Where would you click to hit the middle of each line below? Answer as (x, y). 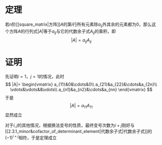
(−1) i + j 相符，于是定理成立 (31, 137)
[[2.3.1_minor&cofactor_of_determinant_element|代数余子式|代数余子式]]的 (79, 131)
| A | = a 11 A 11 (81, 106)
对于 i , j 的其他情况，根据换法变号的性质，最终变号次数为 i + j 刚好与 (70, 125)
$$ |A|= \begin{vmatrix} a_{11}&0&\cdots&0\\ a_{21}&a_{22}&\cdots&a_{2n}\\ (81, 84)
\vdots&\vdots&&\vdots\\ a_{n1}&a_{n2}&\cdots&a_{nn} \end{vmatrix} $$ (81, 90)
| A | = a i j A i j (81, 40)
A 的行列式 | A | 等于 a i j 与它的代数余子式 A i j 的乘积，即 (67, 32)
